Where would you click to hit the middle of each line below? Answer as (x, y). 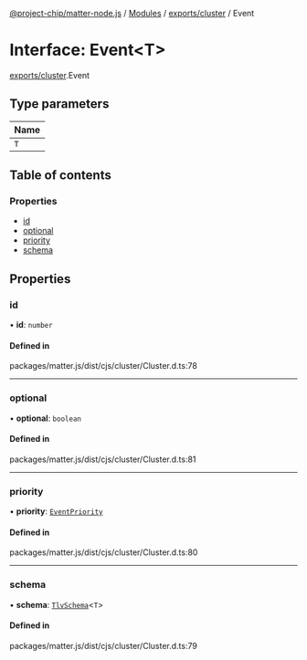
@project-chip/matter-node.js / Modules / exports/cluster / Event (132, 13)
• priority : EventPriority (56, 511)
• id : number (31, 325)
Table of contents (60, 176)
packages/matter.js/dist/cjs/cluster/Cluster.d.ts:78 (104, 366)
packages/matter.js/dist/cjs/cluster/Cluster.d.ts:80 (104, 552)
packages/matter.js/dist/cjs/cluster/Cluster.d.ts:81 (103, 459)
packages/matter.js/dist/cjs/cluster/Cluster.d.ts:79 (104, 645)
